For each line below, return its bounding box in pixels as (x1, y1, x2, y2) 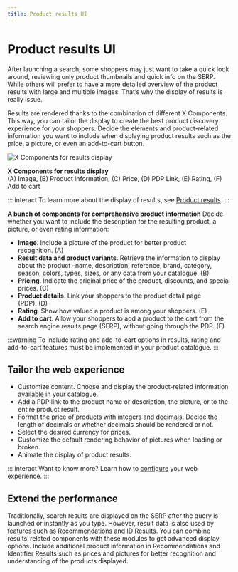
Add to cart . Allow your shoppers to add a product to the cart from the (17, 314, 225, 323)
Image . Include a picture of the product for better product (17, 238, 187, 246)
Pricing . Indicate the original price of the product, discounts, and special (17, 276, 230, 285)
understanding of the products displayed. (7, 557, 129, 566)
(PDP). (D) (17, 298, 48, 307)
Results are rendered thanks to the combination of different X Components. (7, 108, 227, 118)
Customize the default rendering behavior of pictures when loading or (17, 435, 222, 444)
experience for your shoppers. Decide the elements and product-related (7, 124, 219, 132)
